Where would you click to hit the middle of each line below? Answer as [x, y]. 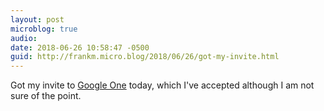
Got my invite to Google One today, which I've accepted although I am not [162, 85]
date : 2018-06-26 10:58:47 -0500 [80, 47]
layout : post [37, 19]
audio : [24, 38]
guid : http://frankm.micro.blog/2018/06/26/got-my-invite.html [145, 57]
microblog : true [44, 29]
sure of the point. [46, 96]
